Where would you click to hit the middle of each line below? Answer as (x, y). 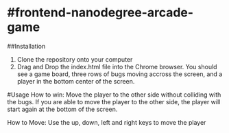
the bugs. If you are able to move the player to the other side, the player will (114, 101)
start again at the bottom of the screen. (62, 109)
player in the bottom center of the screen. (76, 81)
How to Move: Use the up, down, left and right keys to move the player (107, 122)
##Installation (26, 46)
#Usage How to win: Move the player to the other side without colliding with (114, 95)
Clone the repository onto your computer (75, 59)
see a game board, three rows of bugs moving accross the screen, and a (120, 74)
